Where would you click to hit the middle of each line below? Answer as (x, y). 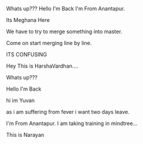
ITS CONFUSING (27, 55)
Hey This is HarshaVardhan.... (42, 66)
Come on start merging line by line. (49, 43)
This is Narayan (25, 135)
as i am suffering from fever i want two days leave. (68, 112)
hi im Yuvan (20, 100)
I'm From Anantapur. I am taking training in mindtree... (72, 123)
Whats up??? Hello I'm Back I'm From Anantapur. (66, 9)
